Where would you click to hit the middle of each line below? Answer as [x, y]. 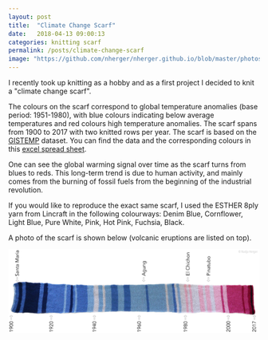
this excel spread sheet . [47, 149]
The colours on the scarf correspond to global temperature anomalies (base [133, 107]
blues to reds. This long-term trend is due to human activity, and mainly [126, 173]
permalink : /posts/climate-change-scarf [77, 51]
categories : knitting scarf [55, 42]
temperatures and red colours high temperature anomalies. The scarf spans [133, 123]
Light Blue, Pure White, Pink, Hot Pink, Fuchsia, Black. [97, 222]
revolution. [26, 190]
